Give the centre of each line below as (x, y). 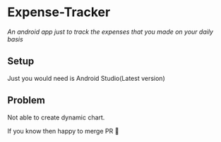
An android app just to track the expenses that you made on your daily (110, 32)
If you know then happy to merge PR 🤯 (63, 131)
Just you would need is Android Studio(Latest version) (86, 78)
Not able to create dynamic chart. (56, 117)
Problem (26, 100)
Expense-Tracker (59, 12)
